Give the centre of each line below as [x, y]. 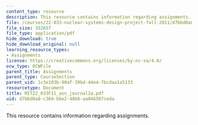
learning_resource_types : [38, 50]
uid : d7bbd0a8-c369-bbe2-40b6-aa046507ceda [60, 99]
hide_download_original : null [43, 45]
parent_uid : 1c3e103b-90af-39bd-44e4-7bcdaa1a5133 [70, 83]
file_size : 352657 [29, 28]
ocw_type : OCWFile [29, 66]
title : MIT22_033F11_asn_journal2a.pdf [55, 93]
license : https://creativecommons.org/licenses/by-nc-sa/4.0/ [84, 60]
